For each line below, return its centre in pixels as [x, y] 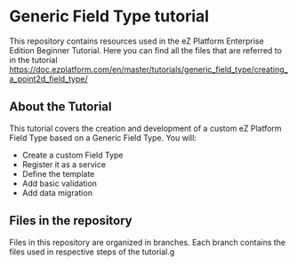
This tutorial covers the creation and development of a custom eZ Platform [145, 128]
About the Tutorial [60, 107]
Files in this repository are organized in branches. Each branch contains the [148, 242]
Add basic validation [60, 183]
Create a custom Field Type [72, 155]
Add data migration [57, 192]
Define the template [58, 173]
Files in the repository [71, 221]
